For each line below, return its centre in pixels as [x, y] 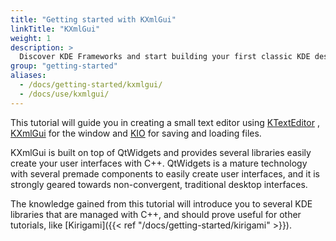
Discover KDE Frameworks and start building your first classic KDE [165, 57]
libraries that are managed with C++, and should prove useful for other [156, 214]
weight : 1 [31, 38]
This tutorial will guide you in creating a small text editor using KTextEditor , [165, 122]
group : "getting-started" [64, 66]
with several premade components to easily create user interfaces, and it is [165, 173]
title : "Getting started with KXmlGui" [93, 19]
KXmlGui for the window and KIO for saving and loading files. [136, 133]
